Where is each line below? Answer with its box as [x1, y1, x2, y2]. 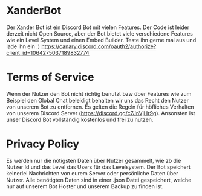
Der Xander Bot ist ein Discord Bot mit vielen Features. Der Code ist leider [6, 24, 189, 31]
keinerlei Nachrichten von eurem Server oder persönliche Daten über [6, 169, 178, 177]
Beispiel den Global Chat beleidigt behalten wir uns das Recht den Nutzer [6, 96, 189, 104]
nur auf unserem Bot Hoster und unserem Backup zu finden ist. [6, 182, 164, 190]
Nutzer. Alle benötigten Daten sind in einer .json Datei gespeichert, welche [6, 176, 192, 183]
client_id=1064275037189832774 [6, 49, 90, 56]
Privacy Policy [6, 137, 80, 151]
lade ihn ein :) [6, 43, 41, 50]
